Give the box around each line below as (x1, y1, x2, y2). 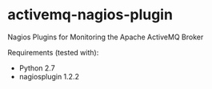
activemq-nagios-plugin (7, 6, 174, 24)
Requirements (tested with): (7, 47, 99, 57)
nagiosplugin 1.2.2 (18, 71, 79, 81)
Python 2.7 (18, 63, 55, 73)
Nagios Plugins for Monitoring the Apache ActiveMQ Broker (7, 32, 204, 42)
